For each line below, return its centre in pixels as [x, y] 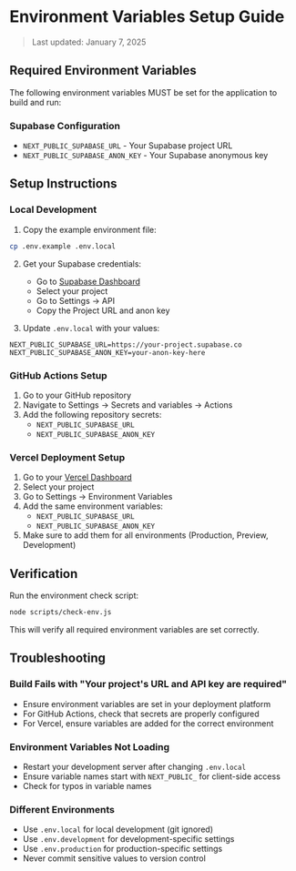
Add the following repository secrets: [92, 414]
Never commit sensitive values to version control [114, 858]
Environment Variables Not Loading [90, 746]
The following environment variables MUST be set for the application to [143, 92]
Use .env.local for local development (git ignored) [118, 829]
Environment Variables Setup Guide [147, 17]
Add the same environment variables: [93, 506]
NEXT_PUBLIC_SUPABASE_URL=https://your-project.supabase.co [126, 344]
